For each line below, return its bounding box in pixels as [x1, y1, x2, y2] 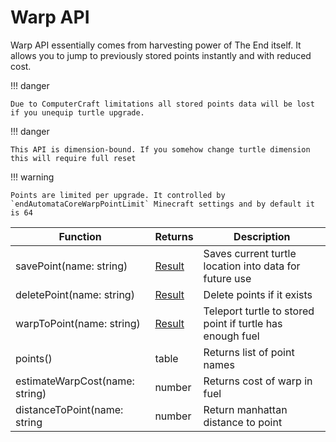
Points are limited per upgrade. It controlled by [10, 190, 226, 200]
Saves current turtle [203, 246, 297, 260]
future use [203, 271, 252, 285]
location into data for [203, 259, 301, 273]
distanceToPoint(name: [15, 402, 124, 416]
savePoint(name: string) [15, 259, 128, 273]
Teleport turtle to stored [203, 304, 315, 318]
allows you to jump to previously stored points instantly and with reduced [10, 49, 312, 61]
